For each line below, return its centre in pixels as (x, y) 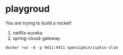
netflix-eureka (27, 33)
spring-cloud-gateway (36, 38)
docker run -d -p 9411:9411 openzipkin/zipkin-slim (61, 47)
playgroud (28, 9)
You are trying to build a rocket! (38, 23)
